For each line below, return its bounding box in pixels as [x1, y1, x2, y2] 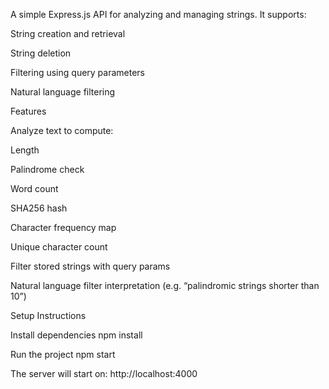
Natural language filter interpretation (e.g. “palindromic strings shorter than [10, 280, 320, 291]
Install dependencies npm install [10, 329, 143, 341]
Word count [10, 183, 59, 194]
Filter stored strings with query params [10, 260, 171, 272]
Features [10, 105, 47, 117]
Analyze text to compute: [10, 125, 114, 136]
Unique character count [10, 241, 108, 253]
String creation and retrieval [10, 28, 126, 39]
